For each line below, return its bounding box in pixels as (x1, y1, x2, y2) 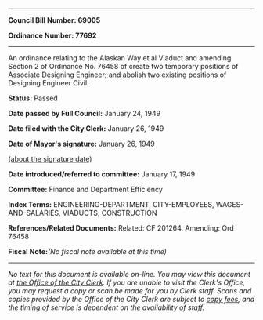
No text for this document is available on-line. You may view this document (8, 270, 250, 278)
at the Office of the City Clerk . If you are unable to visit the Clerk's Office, (8, 278, 246, 287)
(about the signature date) (8, 155, 92, 163)
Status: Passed (8, 93, 59, 103)
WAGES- (215, 200, 244, 209)
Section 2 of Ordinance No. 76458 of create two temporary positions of (8, 62, 239, 71)
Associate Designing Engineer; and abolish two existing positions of (8, 70, 227, 79)
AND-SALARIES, (8, 209, 61, 217)
